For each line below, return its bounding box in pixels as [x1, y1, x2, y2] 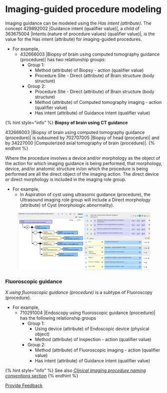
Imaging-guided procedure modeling [5, 4, 161, 15]
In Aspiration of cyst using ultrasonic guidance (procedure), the [19, 191, 151, 197]
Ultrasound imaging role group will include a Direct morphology [19, 197, 151, 203]
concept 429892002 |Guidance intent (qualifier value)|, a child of [5, 25, 140, 31]
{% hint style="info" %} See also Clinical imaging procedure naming [5, 367, 146, 373]
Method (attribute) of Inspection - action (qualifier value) [34, 336, 151, 342]
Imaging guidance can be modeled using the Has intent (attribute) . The [5, 20, 151, 26]
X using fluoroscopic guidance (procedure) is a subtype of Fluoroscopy [5, 290, 152, 296]
